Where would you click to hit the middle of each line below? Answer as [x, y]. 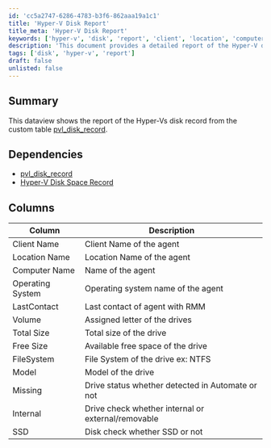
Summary [33, 101]
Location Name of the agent [138, 257]
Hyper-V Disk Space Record [67, 182]
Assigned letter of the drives [138, 320]
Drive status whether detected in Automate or [171, 386]
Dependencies [46, 154]
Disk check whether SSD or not [144, 432]
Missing [27, 391]
